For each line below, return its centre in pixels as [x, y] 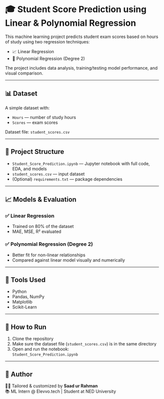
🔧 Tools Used [25, 280]
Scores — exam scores [35, 122]
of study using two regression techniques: [48, 41]
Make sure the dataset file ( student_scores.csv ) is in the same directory [84, 344]
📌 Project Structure [35, 152]
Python [19, 292]
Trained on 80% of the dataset [43, 227]
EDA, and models [30, 169]
